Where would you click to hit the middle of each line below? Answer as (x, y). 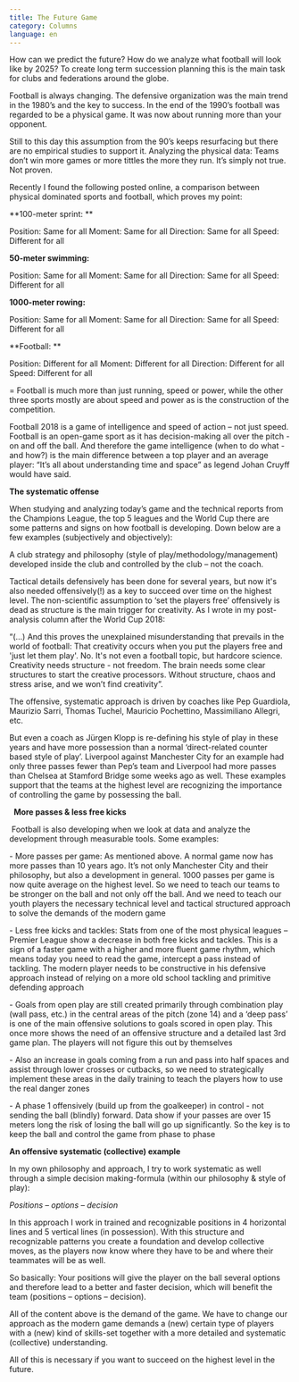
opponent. (28, 124)
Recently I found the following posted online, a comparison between (135, 188)
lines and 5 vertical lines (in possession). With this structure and (127, 1232)
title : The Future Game (54, 17)
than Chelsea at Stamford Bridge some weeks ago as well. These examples (148, 776)
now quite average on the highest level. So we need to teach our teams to (145, 884)
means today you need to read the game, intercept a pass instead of (135, 959)
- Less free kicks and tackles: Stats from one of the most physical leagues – (149, 931)
